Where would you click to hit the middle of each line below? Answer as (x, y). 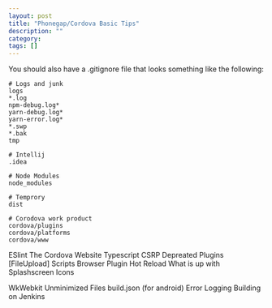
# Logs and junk (36, 84)
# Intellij (27, 155)
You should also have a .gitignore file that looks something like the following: (136, 69)
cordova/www (28, 240)
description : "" (36, 31)
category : (25, 38)
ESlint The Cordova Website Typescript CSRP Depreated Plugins (117, 255)
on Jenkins (27, 297)
